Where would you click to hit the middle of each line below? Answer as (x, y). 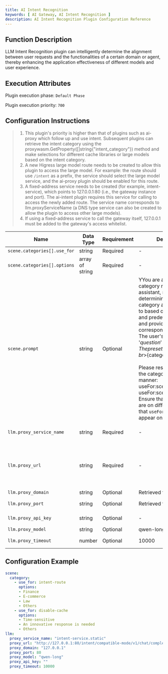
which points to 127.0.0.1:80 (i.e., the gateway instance (100, 192)
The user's (151, 336)
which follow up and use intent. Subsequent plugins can (95, 138)
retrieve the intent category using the (63, 144)
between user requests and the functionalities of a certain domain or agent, (83, 57)
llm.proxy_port (26, 503)
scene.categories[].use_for (41, 251)
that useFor (151, 411)
